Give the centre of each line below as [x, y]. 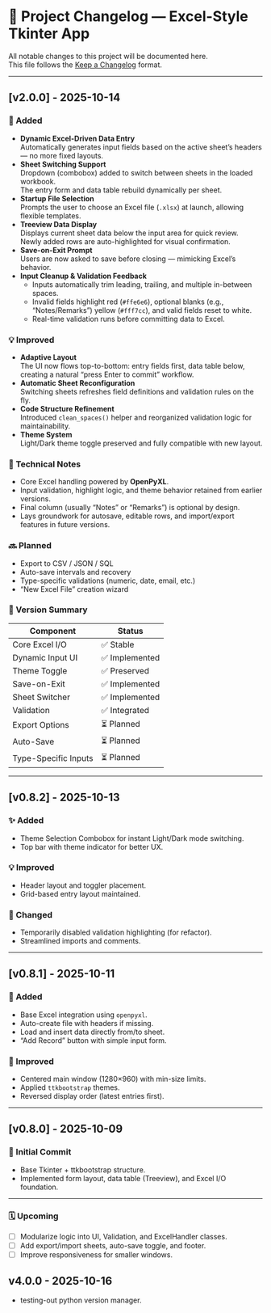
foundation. [39, 1187]
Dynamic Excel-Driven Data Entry [77, 138]
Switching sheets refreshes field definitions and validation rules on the [137, 391]
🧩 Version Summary [48, 610]
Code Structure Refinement [67, 408]
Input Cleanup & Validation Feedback [83, 276]
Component [53, 631]
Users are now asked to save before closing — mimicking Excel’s [128, 259]
